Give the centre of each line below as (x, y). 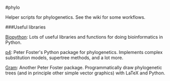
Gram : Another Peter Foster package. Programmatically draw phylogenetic (84, 67)
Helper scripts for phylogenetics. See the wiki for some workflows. (75, 17)
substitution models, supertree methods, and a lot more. (64, 58)
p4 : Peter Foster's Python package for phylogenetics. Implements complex (84, 52)
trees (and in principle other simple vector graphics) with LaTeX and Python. (85, 73)
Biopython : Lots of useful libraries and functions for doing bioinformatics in (84, 37)
